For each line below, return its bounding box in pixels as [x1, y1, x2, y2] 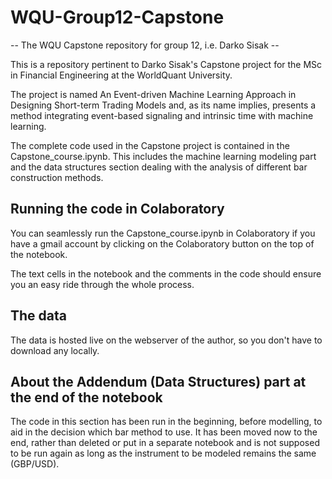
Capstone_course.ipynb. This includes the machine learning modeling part [10, 150, 317, 162]
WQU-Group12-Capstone [10, 6, 225, 29]
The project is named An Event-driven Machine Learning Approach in [10, 88, 297, 100]
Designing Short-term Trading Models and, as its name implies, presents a [10, 99, 317, 111]
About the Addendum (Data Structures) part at [10, 373, 307, 390]
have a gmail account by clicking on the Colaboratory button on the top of [10, 237, 315, 250]
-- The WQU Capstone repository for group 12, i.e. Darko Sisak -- [10, 39, 280, 51]
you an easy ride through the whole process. [10, 278, 195, 290]
